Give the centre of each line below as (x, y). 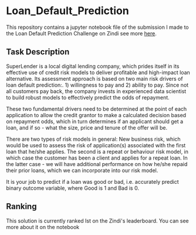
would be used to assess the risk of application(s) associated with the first (96, 145)
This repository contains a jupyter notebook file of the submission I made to (97, 27)
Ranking (21, 206)
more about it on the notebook (43, 227)
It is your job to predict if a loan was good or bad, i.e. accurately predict (92, 181)
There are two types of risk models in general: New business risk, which (93, 139)
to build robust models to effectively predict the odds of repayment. (88, 97)
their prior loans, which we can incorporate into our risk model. (82, 170)
